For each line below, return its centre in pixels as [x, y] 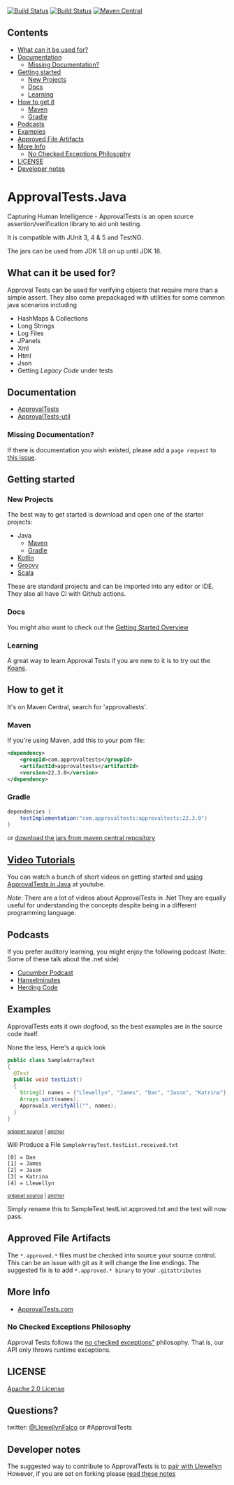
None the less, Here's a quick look [57, 1047]
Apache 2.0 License [36, 1388]
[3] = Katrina [28, 1177]
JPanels [29, 340]
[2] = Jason [24, 1170]
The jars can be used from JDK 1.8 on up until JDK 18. [85, 251]
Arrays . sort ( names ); [50, 1099]
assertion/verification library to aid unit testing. [74, 223]
